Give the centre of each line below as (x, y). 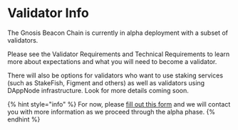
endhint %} (24, 119)
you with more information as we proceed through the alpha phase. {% (112, 112)
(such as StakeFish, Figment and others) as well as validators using (106, 82)
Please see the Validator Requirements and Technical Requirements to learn (119, 54)
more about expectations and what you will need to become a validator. (112, 61)
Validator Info (48, 13)
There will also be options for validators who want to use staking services (115, 75)
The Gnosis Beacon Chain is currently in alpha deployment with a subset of (118, 33)
